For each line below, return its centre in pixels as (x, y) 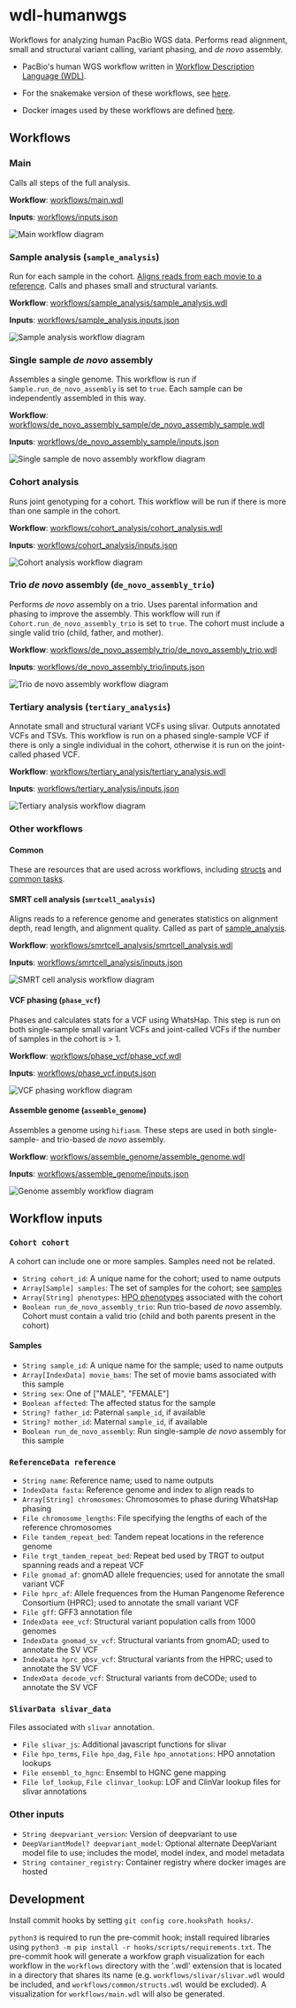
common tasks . (37, 879)
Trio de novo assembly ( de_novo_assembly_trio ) (112, 585)
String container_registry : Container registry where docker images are (154, 1862)
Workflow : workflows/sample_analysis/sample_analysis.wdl (118, 303)
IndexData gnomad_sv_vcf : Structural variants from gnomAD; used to (145, 1641)
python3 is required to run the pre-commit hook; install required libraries (140, 1938)
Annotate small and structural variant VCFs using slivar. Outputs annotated (145, 726)
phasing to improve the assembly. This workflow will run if (115, 614)
